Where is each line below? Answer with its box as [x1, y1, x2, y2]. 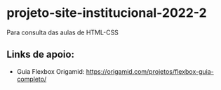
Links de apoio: [6, 49, 75, 60]
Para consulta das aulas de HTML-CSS [6, 28, 119, 37]
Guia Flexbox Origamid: [16, 67, 85, 75]
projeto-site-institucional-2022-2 [6, 5, 208, 21]
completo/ [16, 75, 47, 83]
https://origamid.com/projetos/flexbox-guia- [86, 67, 215, 75]
